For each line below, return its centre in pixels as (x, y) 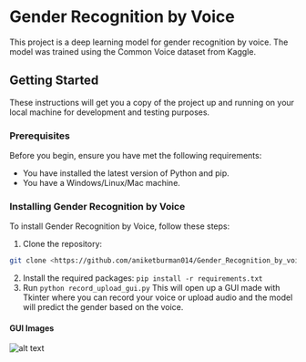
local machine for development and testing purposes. (110, 112)
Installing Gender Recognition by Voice (97, 206)
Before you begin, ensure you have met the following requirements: (136, 156)
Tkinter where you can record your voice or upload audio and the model (158, 297)
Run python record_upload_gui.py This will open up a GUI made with (151, 288)
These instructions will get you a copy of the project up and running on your (152, 102)
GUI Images (32, 328)
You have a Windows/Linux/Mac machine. (101, 183)
